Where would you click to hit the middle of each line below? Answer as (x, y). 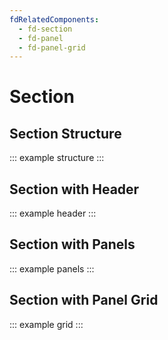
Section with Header (74, 189)
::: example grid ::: (46, 324)
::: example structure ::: (57, 158)
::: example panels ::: (52, 268)
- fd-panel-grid (52, 47)
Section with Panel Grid (84, 300)
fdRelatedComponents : (54, 19)
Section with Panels (72, 244)
